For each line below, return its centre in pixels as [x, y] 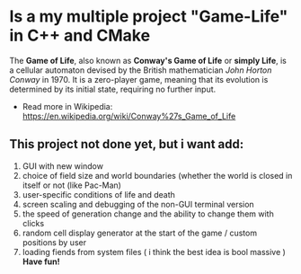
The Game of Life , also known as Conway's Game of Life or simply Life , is [148, 60]
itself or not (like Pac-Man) [71, 185]
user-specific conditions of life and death [98, 194]
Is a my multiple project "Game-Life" [149, 17]
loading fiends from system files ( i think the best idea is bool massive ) [154, 252]
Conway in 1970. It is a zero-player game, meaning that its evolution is [139, 79]
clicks [33, 223]
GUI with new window [62, 166]
